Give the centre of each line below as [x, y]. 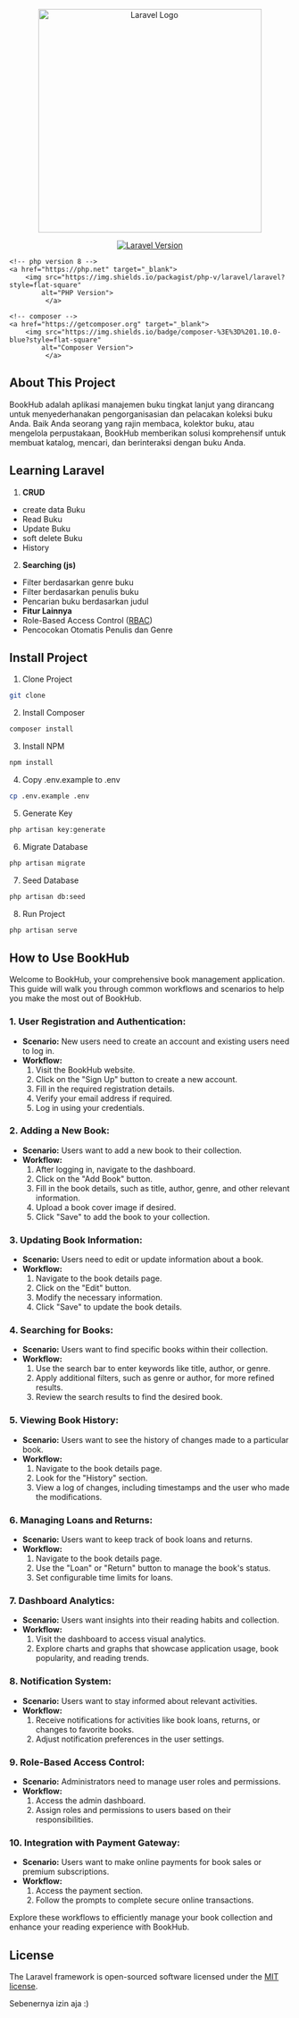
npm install [31, 763]
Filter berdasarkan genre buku [78, 582]
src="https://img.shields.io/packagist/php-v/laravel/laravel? [165, 277]
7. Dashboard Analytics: [62, 1600]
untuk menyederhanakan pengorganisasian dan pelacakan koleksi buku [141, 414]
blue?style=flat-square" [55, 340]
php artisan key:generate [57, 829]
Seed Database [50, 880]
